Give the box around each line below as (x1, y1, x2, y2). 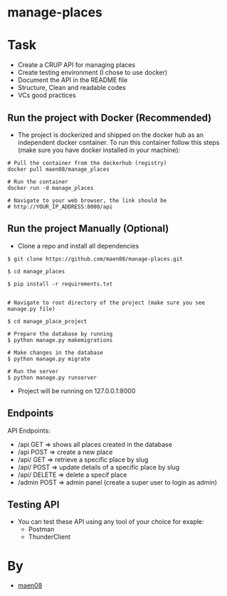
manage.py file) (7, 305, 56, 313)
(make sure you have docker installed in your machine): (17, 146, 181, 154)
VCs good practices (17, 91, 76, 100)
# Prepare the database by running (7, 330, 113, 338)
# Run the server (7, 368, 59, 375)
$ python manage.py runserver (7, 374, 97, 381)
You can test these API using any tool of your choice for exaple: (17, 517, 204, 526)
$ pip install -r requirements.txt (7, 280, 113, 288)
